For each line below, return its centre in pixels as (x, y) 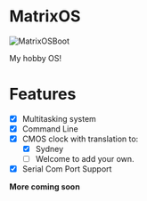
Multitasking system (59, 118)
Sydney (49, 149)
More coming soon (45, 187)
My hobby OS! (36, 58)
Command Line (50, 129)
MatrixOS (45, 16)
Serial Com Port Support (67, 169)
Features (43, 94)
